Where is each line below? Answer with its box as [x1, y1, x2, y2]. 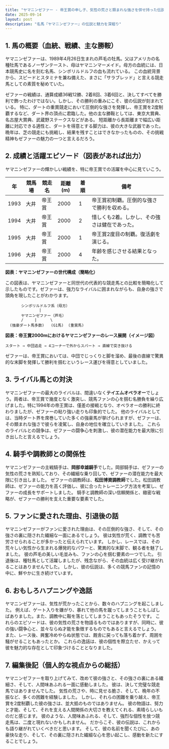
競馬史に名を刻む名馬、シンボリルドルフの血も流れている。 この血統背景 [9, 69, 161, 75]
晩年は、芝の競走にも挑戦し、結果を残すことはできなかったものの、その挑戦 [5, 129, 164, 135]
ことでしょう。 [9, 738, 40, 744]
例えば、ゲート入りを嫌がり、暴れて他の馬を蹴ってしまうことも [15, 607, 147, 613]
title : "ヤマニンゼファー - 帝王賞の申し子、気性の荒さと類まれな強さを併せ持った [5, 7, 157, 13]
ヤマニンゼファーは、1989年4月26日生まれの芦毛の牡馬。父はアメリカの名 [5, 56, 160, 62]
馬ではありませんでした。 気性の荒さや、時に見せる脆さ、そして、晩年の [5, 688, 156, 694]
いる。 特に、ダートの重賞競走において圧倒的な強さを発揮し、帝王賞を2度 [5, 104, 159, 110]
